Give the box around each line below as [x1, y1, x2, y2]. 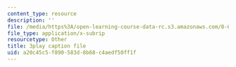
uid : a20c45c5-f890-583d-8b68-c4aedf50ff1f [7, 50, 137, 57]
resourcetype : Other [7, 36, 68, 43]
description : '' [7, 17, 55, 24]
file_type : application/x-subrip [7, 29, 105, 37]
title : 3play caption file [7, 43, 86, 50]
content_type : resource [7, 10, 77, 17]
